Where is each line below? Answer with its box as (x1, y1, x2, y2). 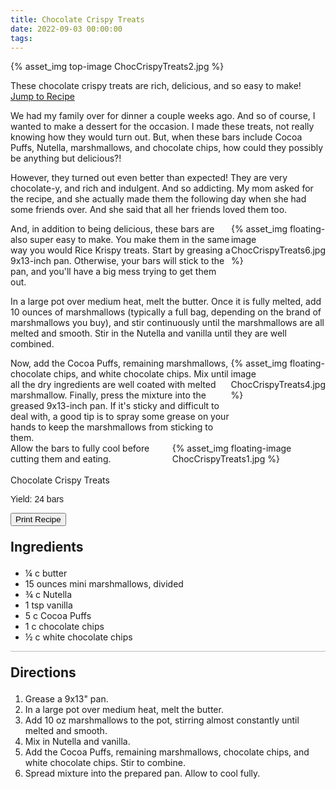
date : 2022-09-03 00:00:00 (10, 24, 123, 34)
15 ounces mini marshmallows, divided (24, 578, 184, 590)
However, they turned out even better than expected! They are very (10, 172, 288, 184)
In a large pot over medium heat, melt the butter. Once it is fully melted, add (10, 296, 322, 308)
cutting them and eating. (10, 453, 112, 465)
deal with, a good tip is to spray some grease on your (10, 411, 230, 423)
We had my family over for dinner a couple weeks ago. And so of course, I (10, 110, 316, 122)
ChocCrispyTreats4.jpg (230, 379, 326, 391)
